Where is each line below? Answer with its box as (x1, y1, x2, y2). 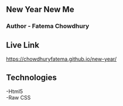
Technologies (6, 72, 57, 82)
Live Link (6, 40, 40, 50)
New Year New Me (6, 5, 74, 15)
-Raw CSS (6, 94, 31, 101)
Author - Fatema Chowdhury (6, 22, 90, 30)
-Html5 (6, 87, 23, 95)
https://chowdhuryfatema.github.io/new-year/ (6, 55, 117, 63)
